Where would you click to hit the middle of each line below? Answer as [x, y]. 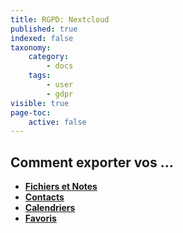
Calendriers [50, 208]
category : [49, 57]
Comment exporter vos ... [92, 162]
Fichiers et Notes [61, 187]
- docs [60, 66]
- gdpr [60, 94]
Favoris [40, 218]
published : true [44, 29]
